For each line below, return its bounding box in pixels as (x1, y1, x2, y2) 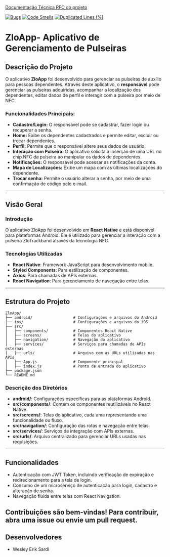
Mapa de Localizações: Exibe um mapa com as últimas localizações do (12, 164, 162, 171)
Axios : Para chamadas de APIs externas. (12, 273, 98, 279)
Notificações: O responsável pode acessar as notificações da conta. (12, 159, 157, 165)
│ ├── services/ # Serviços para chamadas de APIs (5, 341, 146, 347)
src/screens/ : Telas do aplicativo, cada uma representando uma (12, 412, 147, 418)
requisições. (12, 439, 38, 445)
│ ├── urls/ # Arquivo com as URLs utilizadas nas (5, 351, 155, 356)
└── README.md (5, 373, 35, 378)
